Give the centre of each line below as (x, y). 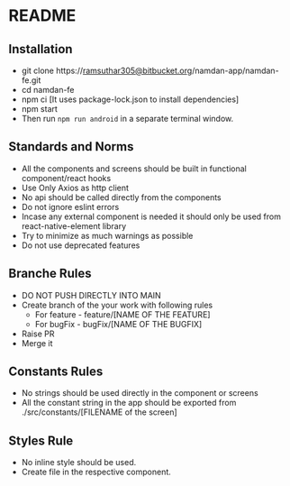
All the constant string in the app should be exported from (129, 403)
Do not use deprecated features (81, 245)
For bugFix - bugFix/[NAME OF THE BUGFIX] (118, 324)
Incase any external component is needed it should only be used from (151, 216)
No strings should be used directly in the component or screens (140, 393)
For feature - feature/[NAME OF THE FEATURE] (122, 314)
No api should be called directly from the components (121, 197)
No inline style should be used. (79, 463)
